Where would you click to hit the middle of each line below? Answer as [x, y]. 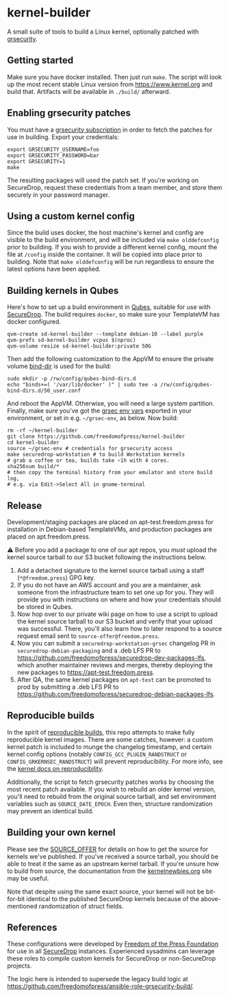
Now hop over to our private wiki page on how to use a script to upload [117, 614]
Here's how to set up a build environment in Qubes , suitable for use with [109, 307]
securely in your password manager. [59, 195]
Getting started [40, 61]
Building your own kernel [62, 833]
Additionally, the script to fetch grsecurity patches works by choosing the [111, 782]
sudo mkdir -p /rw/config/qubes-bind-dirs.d [72, 379]
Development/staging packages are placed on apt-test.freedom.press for [110, 522]
